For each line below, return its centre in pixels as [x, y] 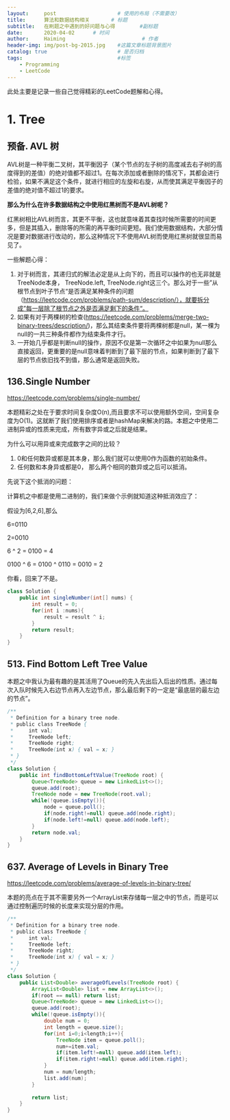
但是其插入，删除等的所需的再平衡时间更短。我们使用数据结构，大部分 [118, 228]
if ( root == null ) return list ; [76, 995]
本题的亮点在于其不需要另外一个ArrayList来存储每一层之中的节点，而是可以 [113, 897]
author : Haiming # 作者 [83, 39]
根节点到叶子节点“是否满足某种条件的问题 [75, 291]
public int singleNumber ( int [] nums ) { [76, 598]
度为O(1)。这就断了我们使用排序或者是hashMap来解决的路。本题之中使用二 [113, 421]
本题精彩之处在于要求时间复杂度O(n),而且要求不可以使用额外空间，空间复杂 [113, 412]
